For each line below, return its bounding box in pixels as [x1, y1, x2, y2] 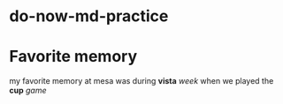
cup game [9, 85, 47, 96]
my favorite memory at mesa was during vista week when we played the [9, 76, 274, 86]
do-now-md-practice [9, 6, 169, 26]
